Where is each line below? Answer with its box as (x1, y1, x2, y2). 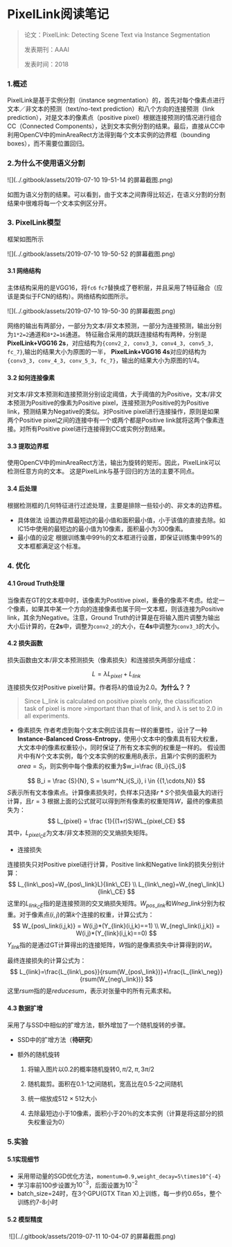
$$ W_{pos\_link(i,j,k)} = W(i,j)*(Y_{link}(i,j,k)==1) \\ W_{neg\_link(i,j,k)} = (12, 921, 220, 930)
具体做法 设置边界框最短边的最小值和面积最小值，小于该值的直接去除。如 (17, 515, 226, 524)
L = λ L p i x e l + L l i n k (91, 669, 141, 680)
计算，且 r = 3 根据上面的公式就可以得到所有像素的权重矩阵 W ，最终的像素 (7, 797, 217, 806)
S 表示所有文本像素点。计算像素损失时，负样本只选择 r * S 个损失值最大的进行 (7, 788, 224, 797)
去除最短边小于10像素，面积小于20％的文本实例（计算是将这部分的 (27, 1109, 218, 1117)
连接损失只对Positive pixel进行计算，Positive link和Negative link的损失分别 (7, 860, 220, 869)
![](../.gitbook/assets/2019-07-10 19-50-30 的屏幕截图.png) (7, 307, 176, 315)
